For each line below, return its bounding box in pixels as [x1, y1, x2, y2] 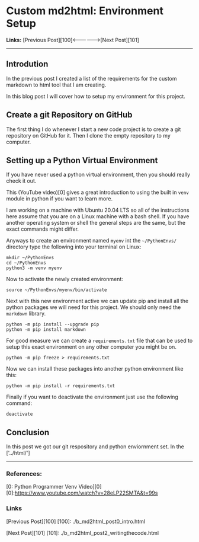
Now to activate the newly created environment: [6, 276, 123, 283]
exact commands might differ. [6, 225, 79, 232]
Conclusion [6, 427, 50, 437]
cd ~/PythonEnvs [6, 260, 46, 266]
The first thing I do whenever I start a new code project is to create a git [6, 126, 181, 133]
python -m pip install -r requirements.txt [6, 383, 115, 389]
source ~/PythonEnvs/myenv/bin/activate [6, 287, 108, 293]
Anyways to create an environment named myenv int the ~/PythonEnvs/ [6, 237, 176, 244]
